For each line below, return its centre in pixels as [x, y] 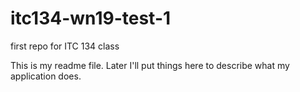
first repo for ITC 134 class [65, 46]
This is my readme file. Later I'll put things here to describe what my [150, 65]
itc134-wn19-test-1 [91, 18]
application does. [46, 76]
